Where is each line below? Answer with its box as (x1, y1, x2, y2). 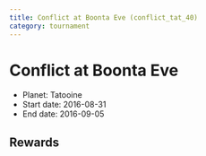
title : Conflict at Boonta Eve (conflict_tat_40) (9, 13, 199, 22)
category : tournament (9, 22, 90, 30)
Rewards (9, 134, 60, 150)
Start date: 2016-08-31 (21, 100, 107, 110)
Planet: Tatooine (21, 90, 82, 100)
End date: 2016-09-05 (21, 108, 105, 119)
